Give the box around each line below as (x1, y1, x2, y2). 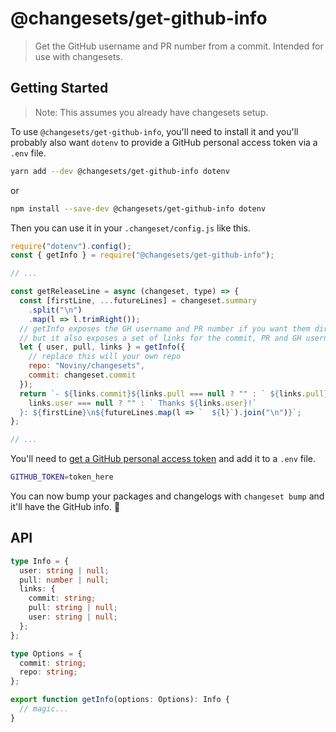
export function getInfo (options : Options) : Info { (10, 695, 230, 705)
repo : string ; (19, 667, 78, 677)
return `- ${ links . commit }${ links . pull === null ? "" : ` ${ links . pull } (19, 388, 329, 399)
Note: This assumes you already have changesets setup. (34, 106, 269, 118)
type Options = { (10, 648, 83, 659)
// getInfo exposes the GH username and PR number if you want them (19, 323, 311, 334)
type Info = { (10, 556, 70, 566)
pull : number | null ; (19, 575, 110, 585)
